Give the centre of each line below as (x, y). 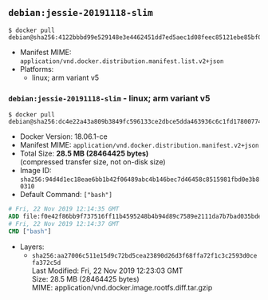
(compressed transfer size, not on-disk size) (93, 162)
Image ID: (35, 171)
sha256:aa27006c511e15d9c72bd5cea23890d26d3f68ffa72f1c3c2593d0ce (144, 255)
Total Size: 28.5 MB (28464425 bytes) (84, 154)
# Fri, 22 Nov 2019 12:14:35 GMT (64, 209)
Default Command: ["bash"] (66, 195)
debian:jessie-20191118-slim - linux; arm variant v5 (109, 98)
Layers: (32, 247)
